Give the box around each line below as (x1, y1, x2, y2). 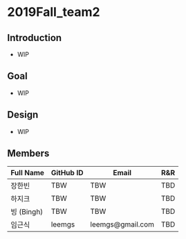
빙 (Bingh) (10, 207, 44, 217)
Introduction (7, 32, 62, 44)
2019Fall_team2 (7, 4, 100, 20)
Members (7, 147, 50, 160)
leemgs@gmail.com (90, 220, 154, 229)
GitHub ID (50, 168, 84, 178)
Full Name (10, 168, 45, 178)
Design (7, 109, 39, 121)
